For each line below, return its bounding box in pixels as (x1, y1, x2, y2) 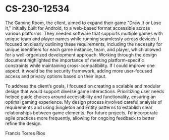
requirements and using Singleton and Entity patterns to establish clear (5, 104, 153, 110)
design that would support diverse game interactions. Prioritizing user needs (5, 88, 164, 94)
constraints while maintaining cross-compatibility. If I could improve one (5, 62, 155, 68)
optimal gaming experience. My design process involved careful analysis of (5, 99, 162, 105)
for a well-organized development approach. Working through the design (5, 51, 157, 58)
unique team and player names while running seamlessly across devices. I (5, 36, 160, 42)
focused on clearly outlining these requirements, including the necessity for (5, 41, 162, 47)
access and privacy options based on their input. (5, 73, 107, 79)
